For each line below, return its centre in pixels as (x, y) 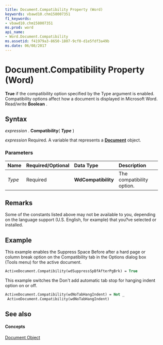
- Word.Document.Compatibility (37, 37)
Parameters (19, 153)
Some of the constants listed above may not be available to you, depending (80, 215)
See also (18, 314)
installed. (14, 225)
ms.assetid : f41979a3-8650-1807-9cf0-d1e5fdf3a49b (57, 41)
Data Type (86, 165)
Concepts (15, 327)
